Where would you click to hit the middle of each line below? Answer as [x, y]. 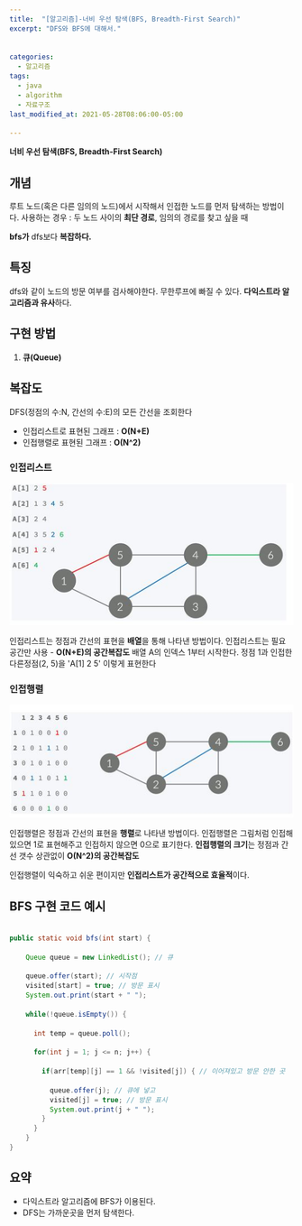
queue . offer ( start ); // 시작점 [82, 976]
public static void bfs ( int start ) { [80, 938]
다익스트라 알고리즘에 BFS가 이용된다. [89, 1201]
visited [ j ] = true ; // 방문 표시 [109, 1100]
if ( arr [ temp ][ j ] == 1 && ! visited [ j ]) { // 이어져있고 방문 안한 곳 [164, 1072]
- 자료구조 [34, 105]
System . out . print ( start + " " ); [86, 996]
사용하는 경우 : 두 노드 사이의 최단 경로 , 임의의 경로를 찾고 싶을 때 [135, 217]
